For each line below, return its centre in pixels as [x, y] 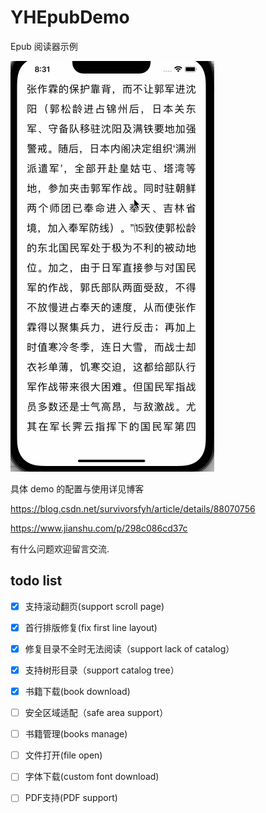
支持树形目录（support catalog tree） [102, 670]
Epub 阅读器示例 [44, 46]
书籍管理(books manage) [76, 734]
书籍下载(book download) [77, 691]
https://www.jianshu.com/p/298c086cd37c [99, 528]
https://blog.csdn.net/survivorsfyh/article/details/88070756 [133, 508]
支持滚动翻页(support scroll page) [94, 606]
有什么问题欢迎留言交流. [60, 548]
